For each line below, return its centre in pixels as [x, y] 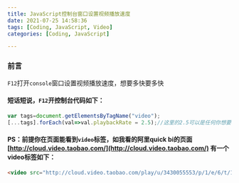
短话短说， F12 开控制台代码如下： [56, 101]
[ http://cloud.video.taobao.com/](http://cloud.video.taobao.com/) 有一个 [118, 148]
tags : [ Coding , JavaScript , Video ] [60, 27]
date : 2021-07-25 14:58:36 [47, 21]
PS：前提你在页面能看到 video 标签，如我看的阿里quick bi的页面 [100, 140]
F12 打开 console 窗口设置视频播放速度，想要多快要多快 [86, 83]
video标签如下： [31, 157]
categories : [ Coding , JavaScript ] [59, 34]
